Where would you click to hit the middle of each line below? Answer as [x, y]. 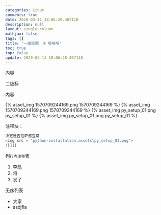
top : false [17, 53]
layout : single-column [29, 29]
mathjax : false [21, 34]
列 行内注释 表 [17, 156]
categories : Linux [25, 10]
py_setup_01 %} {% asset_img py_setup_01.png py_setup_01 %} [71, 116]
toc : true [16, 48]
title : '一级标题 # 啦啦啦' [34, 44]
